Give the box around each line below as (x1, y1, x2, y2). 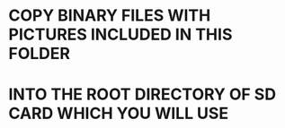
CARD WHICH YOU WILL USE (8, 104, 229, 124)
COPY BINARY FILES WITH (8, 5, 211, 26)
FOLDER (8, 44, 71, 64)
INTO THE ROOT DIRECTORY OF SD (8, 84, 276, 105)
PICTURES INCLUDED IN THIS (8, 24, 233, 45)
